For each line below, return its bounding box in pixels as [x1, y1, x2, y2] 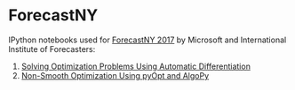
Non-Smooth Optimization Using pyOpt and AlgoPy [20, 70, 210, 80]
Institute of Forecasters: [8, 43, 96, 54]
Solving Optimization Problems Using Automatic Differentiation [20, 61, 251, 71]
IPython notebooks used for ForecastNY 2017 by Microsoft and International [8, 34, 287, 45]
